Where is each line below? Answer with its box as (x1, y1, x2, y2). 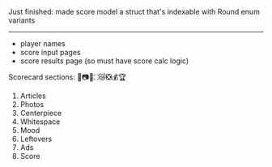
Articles (19, 91, 46, 101)
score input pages (19, 48, 81, 57)
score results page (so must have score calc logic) (19, 56, 189, 66)
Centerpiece (19, 109, 62, 118)
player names (19, 39, 66, 48)
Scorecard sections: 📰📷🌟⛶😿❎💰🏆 (8, 72, 127, 82)
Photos (19, 100, 45, 109)
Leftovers (19, 134, 53, 143)
